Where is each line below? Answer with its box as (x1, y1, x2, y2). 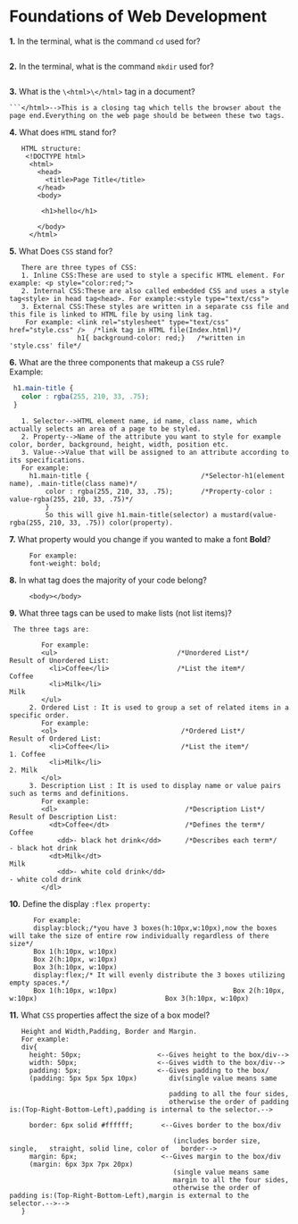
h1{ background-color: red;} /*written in (77, 333, 245, 342)
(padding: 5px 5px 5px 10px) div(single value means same (29, 1074, 277, 1083)
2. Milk (9, 766, 38, 775)
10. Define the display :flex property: (9, 898, 152, 909)
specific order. (9, 710, 70, 720)
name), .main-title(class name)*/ (9, 479, 138, 488)
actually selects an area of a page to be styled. (9, 424, 202, 433)
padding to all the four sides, (169, 1089, 290, 1098)
